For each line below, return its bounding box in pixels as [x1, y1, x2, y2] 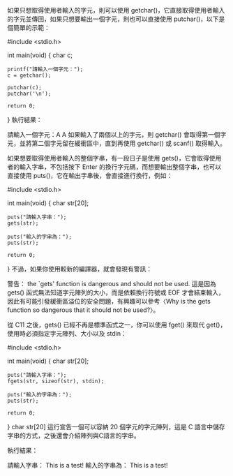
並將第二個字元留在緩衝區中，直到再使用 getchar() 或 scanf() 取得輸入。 [19, 139, 227, 147]
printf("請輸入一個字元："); [7, 66, 84, 73]
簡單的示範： [13, 24, 50, 31]
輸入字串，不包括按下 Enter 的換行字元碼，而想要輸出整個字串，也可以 [19, 163, 222, 171]
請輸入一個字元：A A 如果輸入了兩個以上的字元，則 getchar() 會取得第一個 [7, 131, 220, 138]
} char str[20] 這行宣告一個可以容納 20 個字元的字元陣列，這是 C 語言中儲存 [7, 423, 225, 431]
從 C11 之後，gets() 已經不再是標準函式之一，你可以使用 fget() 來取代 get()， [7, 320, 227, 329]
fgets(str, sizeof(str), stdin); [7, 378, 105, 385]
